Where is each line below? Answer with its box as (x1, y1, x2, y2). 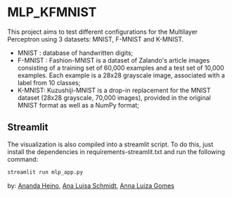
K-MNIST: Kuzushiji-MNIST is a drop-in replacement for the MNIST (17, 86, 211, 94)
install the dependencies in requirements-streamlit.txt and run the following (7, 147, 226, 155)
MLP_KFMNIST (7, 4, 97, 20)
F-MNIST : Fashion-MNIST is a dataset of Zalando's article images (17, 56, 210, 64)
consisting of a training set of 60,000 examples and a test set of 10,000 (17, 63, 225, 72)
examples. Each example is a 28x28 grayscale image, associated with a (17, 71, 225, 80)
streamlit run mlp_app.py (7, 168, 83, 176)
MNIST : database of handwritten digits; (17, 49, 134, 57)
